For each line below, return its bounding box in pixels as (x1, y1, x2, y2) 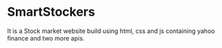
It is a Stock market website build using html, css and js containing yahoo (7, 27, 215, 35)
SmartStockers (7, 4, 95, 20)
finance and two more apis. (7, 34, 85, 42)
